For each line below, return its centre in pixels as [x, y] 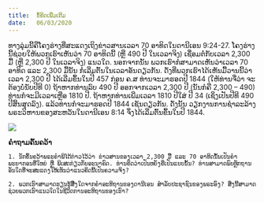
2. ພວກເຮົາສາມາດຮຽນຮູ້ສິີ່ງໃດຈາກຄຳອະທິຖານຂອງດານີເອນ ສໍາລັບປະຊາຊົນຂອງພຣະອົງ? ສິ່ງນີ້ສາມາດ [132, 184]
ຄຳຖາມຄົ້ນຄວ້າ [30, 142]
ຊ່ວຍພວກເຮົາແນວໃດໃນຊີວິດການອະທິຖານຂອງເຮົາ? [69, 191]
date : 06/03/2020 [40, 23]
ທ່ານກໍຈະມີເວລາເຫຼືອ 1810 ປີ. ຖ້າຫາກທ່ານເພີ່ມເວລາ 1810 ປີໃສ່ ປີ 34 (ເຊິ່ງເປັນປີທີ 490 [131, 95]
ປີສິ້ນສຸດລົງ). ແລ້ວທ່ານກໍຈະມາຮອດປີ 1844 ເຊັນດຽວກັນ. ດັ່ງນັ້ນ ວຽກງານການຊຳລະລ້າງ [132, 104]
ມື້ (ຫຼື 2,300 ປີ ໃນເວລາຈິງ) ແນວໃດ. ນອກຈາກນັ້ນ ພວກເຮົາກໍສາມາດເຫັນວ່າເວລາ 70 [128, 62]
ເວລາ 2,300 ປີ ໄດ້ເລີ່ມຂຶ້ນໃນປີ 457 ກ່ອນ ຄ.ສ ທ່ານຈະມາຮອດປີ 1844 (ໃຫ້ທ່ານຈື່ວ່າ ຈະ [132, 79]
